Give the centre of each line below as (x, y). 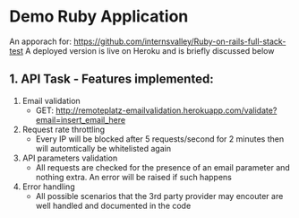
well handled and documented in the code (113, 205)
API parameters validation (70, 158)
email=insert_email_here (81, 119)
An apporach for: (41, 41)
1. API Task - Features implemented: (111, 79)
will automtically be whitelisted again (103, 148)
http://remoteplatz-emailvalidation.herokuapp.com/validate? (167, 110)
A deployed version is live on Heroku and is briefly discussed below (150, 50)
